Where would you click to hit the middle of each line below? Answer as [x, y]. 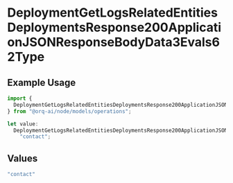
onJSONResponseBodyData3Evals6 [114, 42]
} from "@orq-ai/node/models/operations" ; [69, 111]
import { [20, 98]
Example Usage [42, 82]
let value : [23, 124]
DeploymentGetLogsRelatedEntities [113, 13]
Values [23, 158]
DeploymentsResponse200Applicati [114, 27]
